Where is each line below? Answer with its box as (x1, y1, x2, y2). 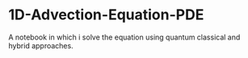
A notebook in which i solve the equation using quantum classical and (8, 32, 241, 42)
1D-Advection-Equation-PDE (8, 6, 204, 24)
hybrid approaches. (8, 40, 74, 50)
